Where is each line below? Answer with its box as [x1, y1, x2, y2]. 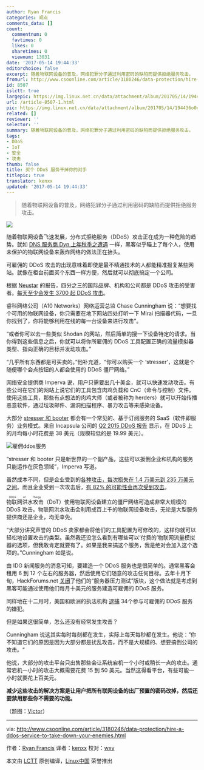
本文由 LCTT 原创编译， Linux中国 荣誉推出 [6, 757, 113, 765]
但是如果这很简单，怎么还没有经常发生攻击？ [6, 618, 118, 625]
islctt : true [6, 88, 39, 94]
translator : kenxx [6, 178, 53, 184]
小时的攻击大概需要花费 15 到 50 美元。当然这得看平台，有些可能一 [27, 666, 194, 674]
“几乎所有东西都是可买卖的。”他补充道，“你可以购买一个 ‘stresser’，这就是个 [6, 358, 195, 365]
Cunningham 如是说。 [22, 549, 77, 556]
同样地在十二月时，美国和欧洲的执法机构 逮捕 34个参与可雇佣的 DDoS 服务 [6, 597, 193, 604]
